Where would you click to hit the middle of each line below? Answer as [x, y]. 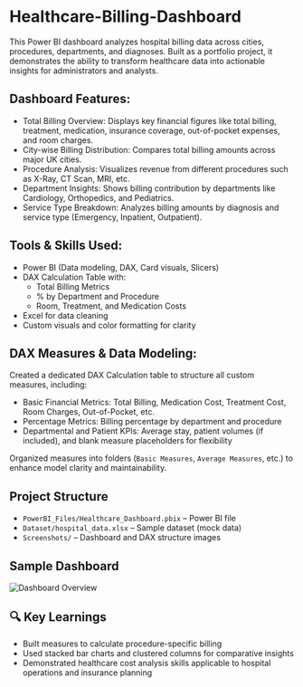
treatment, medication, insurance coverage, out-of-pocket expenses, [151, 130]
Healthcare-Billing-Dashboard [125, 17]
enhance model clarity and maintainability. [88, 468]
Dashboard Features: [70, 99]
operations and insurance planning [87, 673]
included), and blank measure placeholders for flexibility [127, 441]
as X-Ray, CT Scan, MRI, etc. [76, 178]
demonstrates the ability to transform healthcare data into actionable [137, 61]
